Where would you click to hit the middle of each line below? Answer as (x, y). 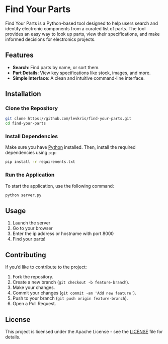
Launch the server (31, 223)
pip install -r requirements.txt (40, 162)
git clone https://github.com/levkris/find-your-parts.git (68, 119)
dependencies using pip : (31, 153)
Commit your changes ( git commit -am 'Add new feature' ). (74, 293)
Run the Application (30, 175)
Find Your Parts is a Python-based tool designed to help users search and (82, 23)
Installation (23, 94)
